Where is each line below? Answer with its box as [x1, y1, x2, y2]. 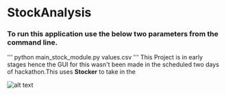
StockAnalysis [7, 5, 92, 21]
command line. [7, 38, 58, 47]
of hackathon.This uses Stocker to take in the [7, 68, 136, 76]
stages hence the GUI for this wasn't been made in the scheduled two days [7, 60, 219, 69]
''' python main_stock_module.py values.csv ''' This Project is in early [7, 53, 203, 62]
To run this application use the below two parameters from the [7, 29, 219, 39]
